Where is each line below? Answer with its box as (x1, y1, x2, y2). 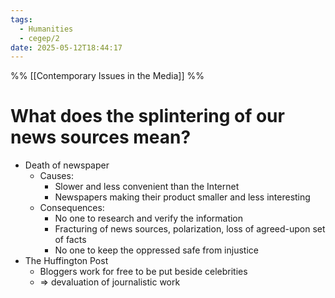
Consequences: (39, 202, 105, 214)
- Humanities (19, 24, 74, 34)
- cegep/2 (19, 33, 60, 43)
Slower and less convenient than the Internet (54, 181, 240, 193)
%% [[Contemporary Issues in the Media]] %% (10, 70, 205, 82)
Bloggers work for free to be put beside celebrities (39, 266, 248, 278)
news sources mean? (10, 126, 192, 149)
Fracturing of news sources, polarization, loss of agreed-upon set (54, 223, 326, 235)
